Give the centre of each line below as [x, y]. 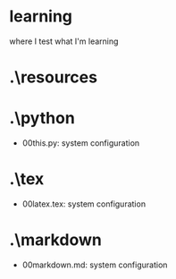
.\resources [54, 77]
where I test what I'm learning [64, 41]
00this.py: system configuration [81, 143]
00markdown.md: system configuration [95, 265]
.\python [42, 118]
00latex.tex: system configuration [84, 204]
